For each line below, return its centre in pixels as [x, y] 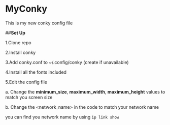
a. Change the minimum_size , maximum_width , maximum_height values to [85, 91]
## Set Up [15, 33]
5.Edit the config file [26, 82]
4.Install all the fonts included [36, 72]
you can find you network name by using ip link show [62, 117]
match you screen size [29, 97]
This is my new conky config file [39, 23]
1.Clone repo [18, 42]
